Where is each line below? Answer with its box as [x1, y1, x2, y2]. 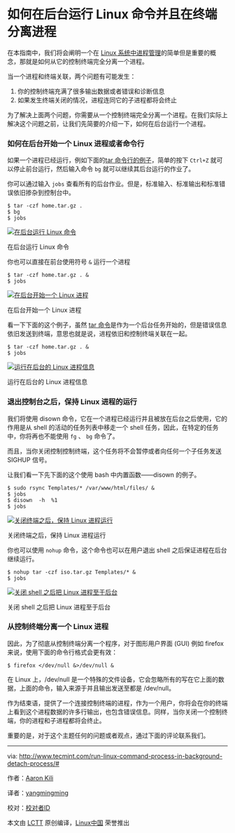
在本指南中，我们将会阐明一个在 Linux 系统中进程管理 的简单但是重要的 [7, 48, 211, 57]
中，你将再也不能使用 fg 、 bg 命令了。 [7, 432, 119, 440]
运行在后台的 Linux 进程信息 [7, 378, 88, 386]
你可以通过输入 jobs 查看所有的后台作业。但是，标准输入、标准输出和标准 [7, 180, 220, 188]
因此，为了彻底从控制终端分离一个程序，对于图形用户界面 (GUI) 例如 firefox [7, 639, 224, 647]
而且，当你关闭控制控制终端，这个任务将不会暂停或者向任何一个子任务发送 [7, 447, 222, 455]
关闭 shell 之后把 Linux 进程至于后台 [7, 602, 111, 611]
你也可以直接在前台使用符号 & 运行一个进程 [7, 257, 131, 266]
